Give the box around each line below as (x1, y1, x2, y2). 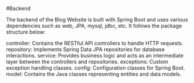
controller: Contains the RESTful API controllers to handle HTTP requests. (6, 40, 183, 46)
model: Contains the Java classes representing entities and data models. (6, 71, 182, 77)
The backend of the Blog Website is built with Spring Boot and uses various (6, 16, 189, 23)
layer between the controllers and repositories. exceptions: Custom (6, 58, 169, 65)
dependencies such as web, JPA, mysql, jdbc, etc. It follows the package (6, 23, 182, 29)
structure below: (6, 28, 46, 35)
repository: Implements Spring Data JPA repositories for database (6, 46, 165, 53)
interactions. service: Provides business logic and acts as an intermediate (6, 52, 183, 59)
